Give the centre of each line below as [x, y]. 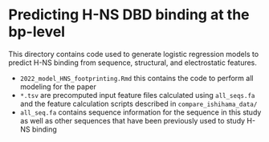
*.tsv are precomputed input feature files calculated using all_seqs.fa [137, 95]
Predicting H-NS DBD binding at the [129, 15]
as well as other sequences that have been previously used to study [132, 120]
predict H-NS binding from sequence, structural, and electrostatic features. [132, 63]
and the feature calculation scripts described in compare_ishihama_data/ [139, 103]
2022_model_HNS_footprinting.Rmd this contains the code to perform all [137, 78]
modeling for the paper [58, 87]
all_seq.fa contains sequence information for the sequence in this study [141, 112]
